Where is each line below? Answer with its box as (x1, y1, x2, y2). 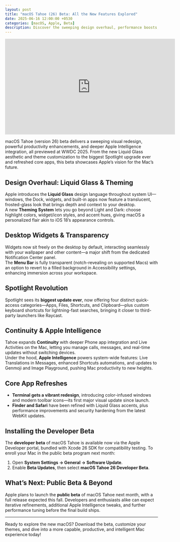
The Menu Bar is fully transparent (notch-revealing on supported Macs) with (5, 260, 158, 265)
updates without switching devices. (5, 350, 76, 355)
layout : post (5, 7, 32, 12)
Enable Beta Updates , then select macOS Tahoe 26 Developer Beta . (12, 465, 149, 471)
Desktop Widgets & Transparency (5, 231, 109, 240)
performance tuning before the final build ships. (5, 507, 100, 513)
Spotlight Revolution (5, 284, 68, 292)
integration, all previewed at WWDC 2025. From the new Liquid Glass (5, 149, 143, 155)
